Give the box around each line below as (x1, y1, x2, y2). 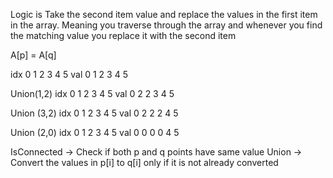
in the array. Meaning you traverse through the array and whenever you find (10, 19, 323, 31)
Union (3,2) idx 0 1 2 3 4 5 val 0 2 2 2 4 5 (10, 107, 179, 119)
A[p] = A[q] (10, 49, 57, 61)
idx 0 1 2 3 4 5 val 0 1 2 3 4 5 (10, 69, 128, 80)
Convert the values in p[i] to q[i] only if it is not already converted (10, 157, 279, 168)
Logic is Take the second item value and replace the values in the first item (10, 9, 318, 20)
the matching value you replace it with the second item (10, 30, 237, 41)
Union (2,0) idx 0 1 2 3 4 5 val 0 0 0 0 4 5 (10, 127, 180, 138)
